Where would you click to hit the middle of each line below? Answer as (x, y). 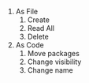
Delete (38, 36)
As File (26, 11)
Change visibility (54, 62)
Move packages (54, 53)
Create (38, 20)
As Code (30, 45)
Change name (50, 70)
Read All (41, 28)
